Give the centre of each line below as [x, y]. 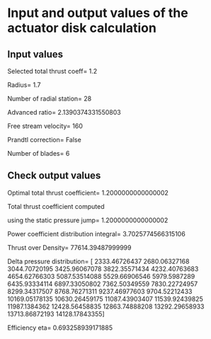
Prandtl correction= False [44, 140]
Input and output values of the [98, 13]
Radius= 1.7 [24, 85]
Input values [35, 54]
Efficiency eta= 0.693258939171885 [60, 328]
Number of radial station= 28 [50, 98]
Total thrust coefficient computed [56, 206]
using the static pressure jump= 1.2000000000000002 [88, 220]
